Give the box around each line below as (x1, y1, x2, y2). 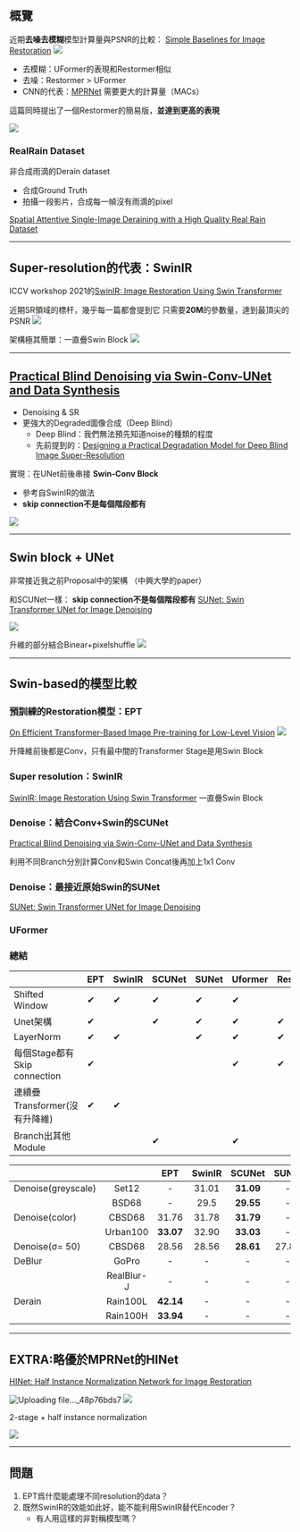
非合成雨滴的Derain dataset (9, 166, 111, 177)
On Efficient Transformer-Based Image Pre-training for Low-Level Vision (9, 727, 275, 738)
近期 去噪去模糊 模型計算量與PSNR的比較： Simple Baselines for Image (9, 34, 266, 45)
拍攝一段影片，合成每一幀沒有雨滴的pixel (21, 196, 173, 207)
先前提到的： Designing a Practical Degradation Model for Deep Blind (35, 439, 288, 450)
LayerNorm (13, 1031, 62, 1044)
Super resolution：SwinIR (9, 770, 123, 783)
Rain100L (106, 1295, 147, 1308)
